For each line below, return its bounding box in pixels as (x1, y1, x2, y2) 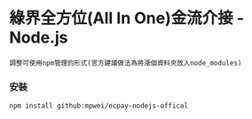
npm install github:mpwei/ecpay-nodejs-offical (9, 101, 189, 111)
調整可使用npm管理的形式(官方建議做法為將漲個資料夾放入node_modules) (9, 59, 242, 67)
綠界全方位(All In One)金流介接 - (9, 8, 245, 28)
